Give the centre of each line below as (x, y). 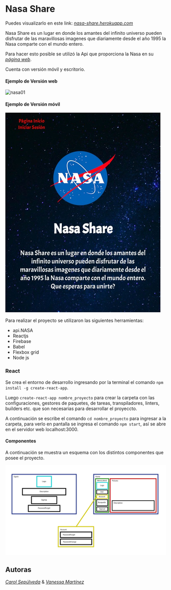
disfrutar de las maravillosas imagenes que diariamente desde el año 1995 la (86, 38)
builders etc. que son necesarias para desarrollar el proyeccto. (71, 409)
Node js (21, 358)
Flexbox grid (26, 352)
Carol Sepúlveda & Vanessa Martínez (45, 582)
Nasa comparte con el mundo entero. (45, 44)
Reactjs (21, 336)
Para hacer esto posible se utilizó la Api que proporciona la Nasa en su (80, 54)
